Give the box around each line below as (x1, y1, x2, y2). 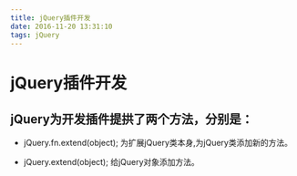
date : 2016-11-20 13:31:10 (10, 22, 113, 31)
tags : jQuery (10, 30, 60, 39)
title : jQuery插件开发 (10, 13, 91, 23)
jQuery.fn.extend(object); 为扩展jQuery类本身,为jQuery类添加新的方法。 (23, 138, 292, 149)
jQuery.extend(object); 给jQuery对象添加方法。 (23, 157, 200, 168)
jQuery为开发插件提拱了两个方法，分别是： (10, 111, 254, 127)
